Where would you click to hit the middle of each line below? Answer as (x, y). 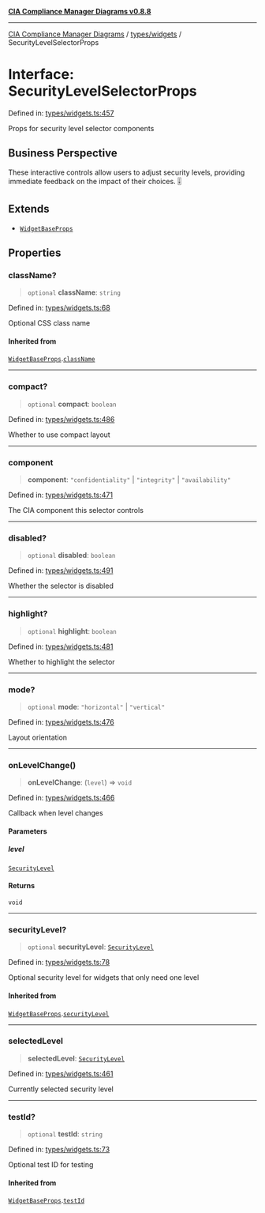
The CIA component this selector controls (76, 510)
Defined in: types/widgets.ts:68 (59, 308)
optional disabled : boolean (71, 556)
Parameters (28, 831)
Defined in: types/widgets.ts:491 (61, 571)
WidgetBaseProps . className (52, 359)
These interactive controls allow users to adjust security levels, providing (127, 172)
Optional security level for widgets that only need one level (104, 978)
